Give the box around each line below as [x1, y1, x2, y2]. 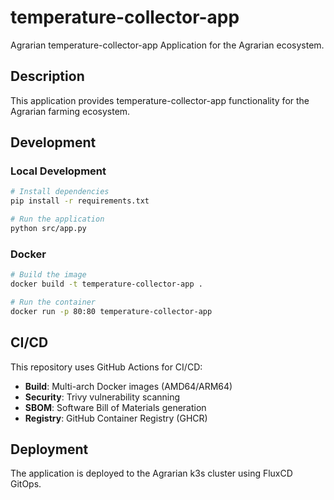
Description [10, 68, 85, 85]
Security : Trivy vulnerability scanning [24, 391, 181, 403]
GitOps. [10, 478, 42, 490]
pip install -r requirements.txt [10, 196, 150, 206]
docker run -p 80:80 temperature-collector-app [10, 306, 213, 316]
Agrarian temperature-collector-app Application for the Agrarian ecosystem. [10, 39, 325, 51]
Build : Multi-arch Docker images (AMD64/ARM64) [24, 380, 233, 392]
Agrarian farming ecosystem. [10, 105, 131, 117]
